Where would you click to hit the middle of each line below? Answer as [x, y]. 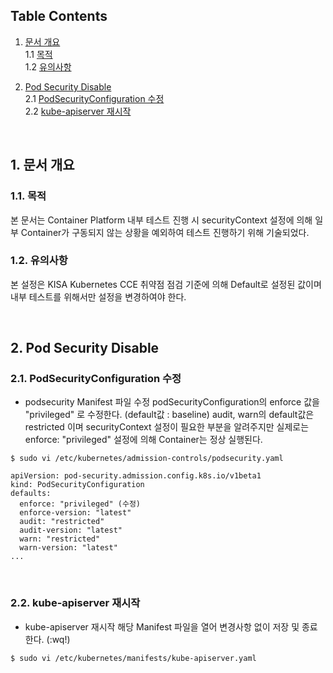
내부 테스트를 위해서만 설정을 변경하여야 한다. [98, 296]
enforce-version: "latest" [75, 513]
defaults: [31, 494]
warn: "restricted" [60, 539]
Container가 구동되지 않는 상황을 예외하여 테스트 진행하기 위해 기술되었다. [165, 232]
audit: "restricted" [62, 522]
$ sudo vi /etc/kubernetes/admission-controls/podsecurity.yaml [147, 459]
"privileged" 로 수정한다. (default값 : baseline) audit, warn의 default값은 [169, 415]
